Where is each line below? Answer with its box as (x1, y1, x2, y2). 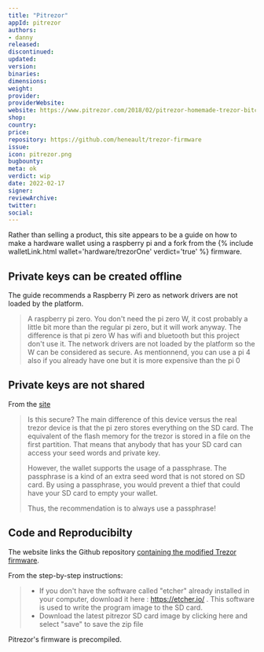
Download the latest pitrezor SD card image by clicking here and (38, 610, 248, 621)
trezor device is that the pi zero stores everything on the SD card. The (27, 423, 254, 432)
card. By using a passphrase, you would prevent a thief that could (27, 480, 241, 489)
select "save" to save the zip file (38, 619, 144, 628)
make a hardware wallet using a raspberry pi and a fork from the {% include (8, 239, 254, 248)
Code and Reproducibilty (8, 526, 133, 540)
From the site (8, 399, 51, 408)
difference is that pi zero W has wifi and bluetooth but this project (27, 331, 240, 340)
